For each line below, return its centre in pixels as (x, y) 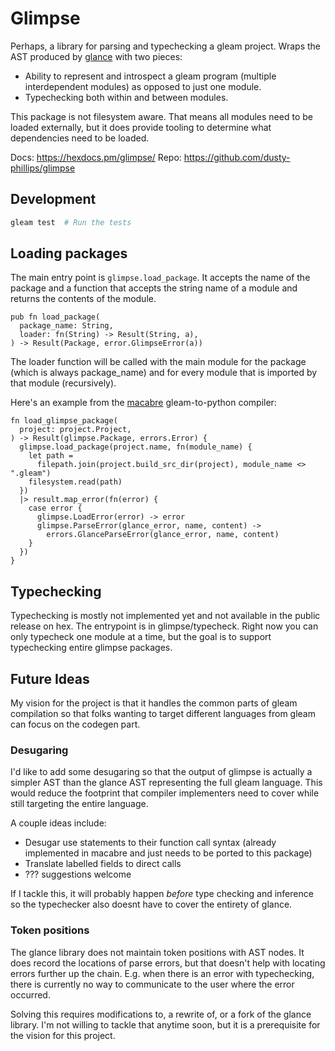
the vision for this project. (63, 1035)
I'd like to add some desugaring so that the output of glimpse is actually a (161, 772)
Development (53, 199)
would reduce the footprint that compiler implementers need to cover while (165, 793)
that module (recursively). (63, 383)
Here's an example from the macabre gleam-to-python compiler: (143, 403)
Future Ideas (50, 678)
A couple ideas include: (58, 823)
